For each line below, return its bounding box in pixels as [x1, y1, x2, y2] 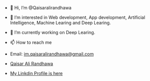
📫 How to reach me [10, 39, 52, 45]
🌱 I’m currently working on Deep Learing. [10, 29, 96, 35]
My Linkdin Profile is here [10, 70, 63, 76]
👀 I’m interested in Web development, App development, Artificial [10, 14, 145, 20]
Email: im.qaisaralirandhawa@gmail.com [10, 51, 94, 57]
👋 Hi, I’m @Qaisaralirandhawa [10, 5, 72, 10]
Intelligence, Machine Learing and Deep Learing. [10, 20, 111, 25]
